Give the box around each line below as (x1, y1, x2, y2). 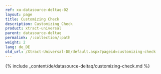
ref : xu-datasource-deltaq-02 (5, 7, 69, 12)
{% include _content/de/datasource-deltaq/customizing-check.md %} (5, 63, 150, 69)
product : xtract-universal (5, 26, 62, 31)
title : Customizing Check (5, 16, 59, 21)
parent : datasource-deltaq (5, 30, 62, 35)
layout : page (5, 12, 33, 17)
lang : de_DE (5, 44, 30, 49)
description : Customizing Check (5, 21, 73, 26)
